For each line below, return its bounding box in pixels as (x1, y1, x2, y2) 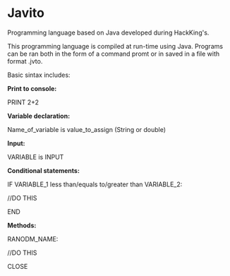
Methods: (7, 221, 37, 229)
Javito (7, 5, 44, 21)
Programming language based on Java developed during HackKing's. (7, 28, 210, 37)
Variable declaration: (7, 112, 71, 120)
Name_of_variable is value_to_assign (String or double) (7, 125, 167, 133)
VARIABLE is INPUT (7, 152, 64, 161)
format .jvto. (7, 56, 43, 65)
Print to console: (7, 84, 57, 92)
